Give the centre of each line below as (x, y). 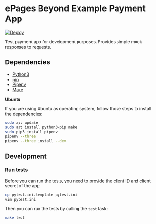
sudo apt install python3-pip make (41, 127)
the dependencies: (24, 114)
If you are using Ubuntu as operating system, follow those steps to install (78, 108)
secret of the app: (23, 185)
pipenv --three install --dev (36, 141)
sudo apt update (21, 122)
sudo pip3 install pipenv (31, 132)
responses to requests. (28, 47)
